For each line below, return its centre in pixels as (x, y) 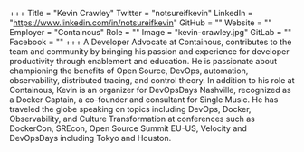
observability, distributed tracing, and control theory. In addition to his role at (152, 80)
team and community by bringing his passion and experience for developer (149, 52)
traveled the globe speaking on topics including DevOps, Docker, (130, 109)
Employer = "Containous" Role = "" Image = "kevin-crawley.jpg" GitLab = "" (151, 32)
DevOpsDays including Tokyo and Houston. (90, 138)
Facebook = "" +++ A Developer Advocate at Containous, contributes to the (151, 42)
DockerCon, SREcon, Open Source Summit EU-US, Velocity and (128, 128)
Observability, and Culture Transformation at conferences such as (132, 119)
